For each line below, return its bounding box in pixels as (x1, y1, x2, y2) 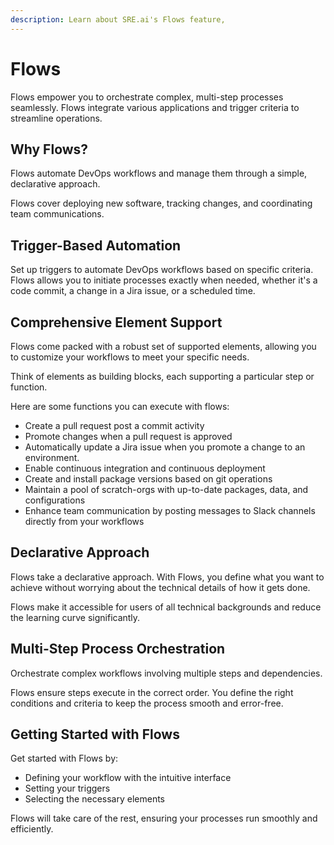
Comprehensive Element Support (10, 314, 223, 331)
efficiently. (10, 823, 54, 835)
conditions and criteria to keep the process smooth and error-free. (10, 697, 284, 709)
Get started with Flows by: (10, 752, 119, 765)
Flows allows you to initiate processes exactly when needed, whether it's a (10, 274, 318, 286)
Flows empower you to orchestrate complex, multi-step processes (10, 91, 284, 103)
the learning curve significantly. (10, 611, 141, 623)
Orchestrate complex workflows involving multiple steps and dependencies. (10, 667, 323, 679)
